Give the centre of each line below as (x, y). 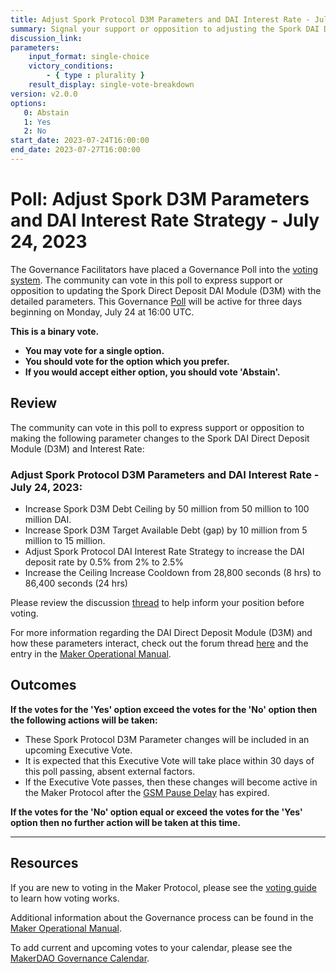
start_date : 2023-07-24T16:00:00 (80, 141)
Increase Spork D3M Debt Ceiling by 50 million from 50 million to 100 (167, 508)
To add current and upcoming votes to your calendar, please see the (151, 947)
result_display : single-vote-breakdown (111, 85)
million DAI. (48, 519)
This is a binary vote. (55, 331)
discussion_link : (46, 38)
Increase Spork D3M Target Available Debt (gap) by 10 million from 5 (166, 530)
